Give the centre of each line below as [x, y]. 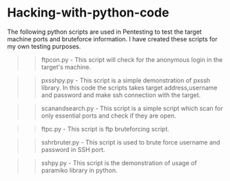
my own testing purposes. [44, 46]
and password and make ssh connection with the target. [121, 95]
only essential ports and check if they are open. [109, 116]
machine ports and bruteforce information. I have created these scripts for [113, 39]
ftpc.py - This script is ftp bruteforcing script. [105, 129]
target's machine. [66, 67]
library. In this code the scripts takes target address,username [129, 87]
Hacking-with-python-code [88, 13]
